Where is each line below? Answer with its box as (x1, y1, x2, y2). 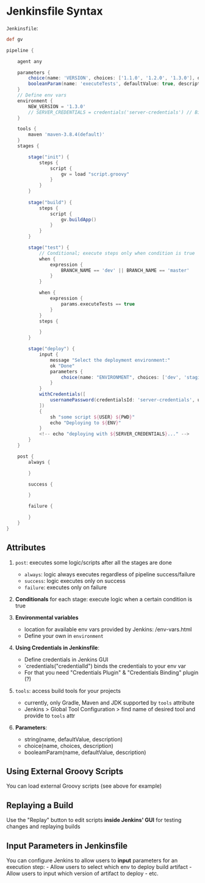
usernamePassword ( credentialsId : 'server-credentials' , (49, 397, 195, 403)
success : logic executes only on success (24, 577, 126, 584)
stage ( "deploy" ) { (28, 346, 75, 352)
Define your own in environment (24, 632, 104, 639)
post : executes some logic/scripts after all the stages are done (15, 559, 172, 566)
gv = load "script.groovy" (60, 171, 130, 177)
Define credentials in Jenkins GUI (24, 656, 109, 663)
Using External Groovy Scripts (6, 766, 124, 777)
